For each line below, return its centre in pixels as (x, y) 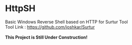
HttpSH (20, 8)
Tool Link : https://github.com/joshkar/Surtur (50, 27)
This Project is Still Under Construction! (46, 37)
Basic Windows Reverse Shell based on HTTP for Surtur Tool (66, 22)
